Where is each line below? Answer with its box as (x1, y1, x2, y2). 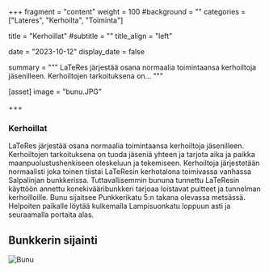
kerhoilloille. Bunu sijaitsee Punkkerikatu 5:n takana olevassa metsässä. (8, 193, 246, 202)
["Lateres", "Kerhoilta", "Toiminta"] (8, 15, 124, 25)
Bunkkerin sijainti (8, 233, 99, 247)
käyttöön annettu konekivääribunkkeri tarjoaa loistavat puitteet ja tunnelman (8, 184, 261, 193)
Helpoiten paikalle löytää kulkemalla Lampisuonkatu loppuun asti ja (8, 202, 231, 211)
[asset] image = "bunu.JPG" (8, 87, 103, 96)
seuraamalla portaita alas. (8, 210, 95, 219)
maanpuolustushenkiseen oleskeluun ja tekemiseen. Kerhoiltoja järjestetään (8, 158, 260, 168)
